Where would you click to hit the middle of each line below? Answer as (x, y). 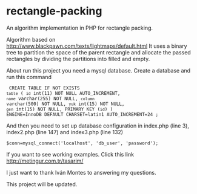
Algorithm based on (31, 39)
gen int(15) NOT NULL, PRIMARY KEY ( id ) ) (60, 109)
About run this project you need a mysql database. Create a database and (98, 70)
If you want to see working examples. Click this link (70, 154)
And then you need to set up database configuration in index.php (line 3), (98, 126)
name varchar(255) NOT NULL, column (51, 99)
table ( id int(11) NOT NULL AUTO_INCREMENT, (63, 93)
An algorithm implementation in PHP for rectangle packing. (80, 28)
